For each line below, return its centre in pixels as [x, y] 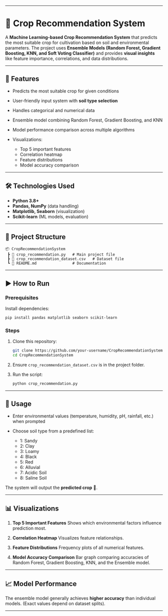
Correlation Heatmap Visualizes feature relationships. [68, 538]
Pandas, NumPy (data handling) [45, 206]
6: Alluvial [30, 467]
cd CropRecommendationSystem [43, 355]
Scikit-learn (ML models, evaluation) [50, 216]
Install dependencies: [27, 308]
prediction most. [29, 528]
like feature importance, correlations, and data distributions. [67, 58]
